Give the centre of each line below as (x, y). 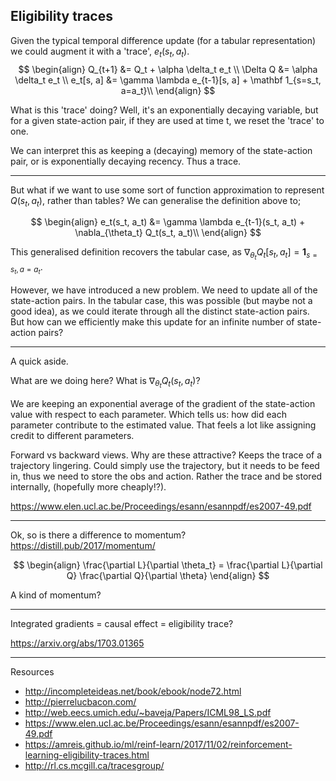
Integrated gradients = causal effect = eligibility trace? (122, 623)
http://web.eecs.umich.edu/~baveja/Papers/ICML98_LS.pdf (148, 712)
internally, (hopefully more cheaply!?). (88, 486)
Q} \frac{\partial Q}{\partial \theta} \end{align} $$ (168, 575)
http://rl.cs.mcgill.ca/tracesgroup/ (94, 765)
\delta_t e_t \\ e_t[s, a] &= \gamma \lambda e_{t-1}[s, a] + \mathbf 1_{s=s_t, (168, 80)
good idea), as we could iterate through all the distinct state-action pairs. (160, 311)
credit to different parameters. (72, 435)
